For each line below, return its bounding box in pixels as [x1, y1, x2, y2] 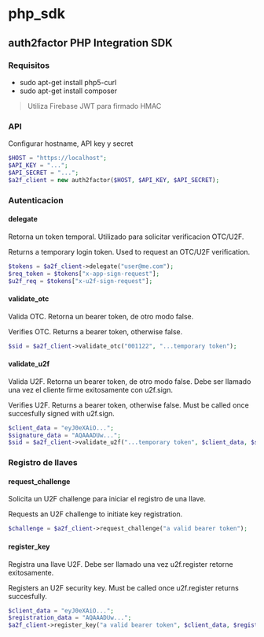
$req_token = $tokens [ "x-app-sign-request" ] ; [8, 270, 159, 278]
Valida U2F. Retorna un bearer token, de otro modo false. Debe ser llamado [8, 376, 251, 386]
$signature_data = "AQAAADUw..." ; [8, 431, 122, 439]
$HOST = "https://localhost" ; [8, 155, 108, 162]
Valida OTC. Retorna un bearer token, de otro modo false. [8, 311, 194, 321]
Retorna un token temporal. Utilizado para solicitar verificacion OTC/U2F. [8, 232, 244, 241]
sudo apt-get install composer [19, 86, 118, 95]
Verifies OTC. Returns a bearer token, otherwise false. [8, 326, 183, 336]
